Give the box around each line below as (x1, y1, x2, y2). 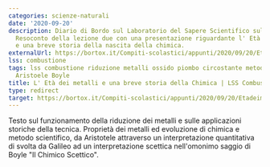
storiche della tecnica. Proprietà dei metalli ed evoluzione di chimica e (8, 124, 239, 134)
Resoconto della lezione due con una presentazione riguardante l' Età (15, 34, 261, 43)
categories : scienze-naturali (8, 11, 110, 20)
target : (8, 94, 35, 102)
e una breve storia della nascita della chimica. (15, 42, 185, 50)
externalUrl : (8, 49, 52, 57)
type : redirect (8, 86, 59, 95)
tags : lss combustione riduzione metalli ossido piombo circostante (8, 64, 243, 72)
